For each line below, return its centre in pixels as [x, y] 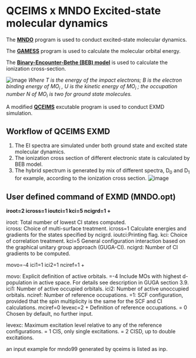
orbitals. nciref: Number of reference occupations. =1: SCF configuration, [95, 295]
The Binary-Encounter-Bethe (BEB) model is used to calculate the [87, 62]
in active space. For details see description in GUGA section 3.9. [111, 282]
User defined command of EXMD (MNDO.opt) [91, 197]
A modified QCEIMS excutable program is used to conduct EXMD [85, 106]
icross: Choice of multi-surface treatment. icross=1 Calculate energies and [96, 228]
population [19, 282]
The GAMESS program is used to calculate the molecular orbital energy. [94, 51]
